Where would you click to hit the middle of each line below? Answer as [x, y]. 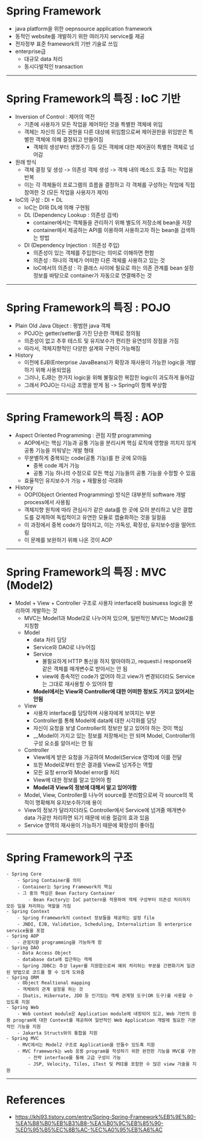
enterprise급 [31, 51]
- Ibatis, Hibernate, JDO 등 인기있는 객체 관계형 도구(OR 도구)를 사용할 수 [105, 996]
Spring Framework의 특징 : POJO [89, 308]
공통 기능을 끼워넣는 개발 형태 [59, 450]
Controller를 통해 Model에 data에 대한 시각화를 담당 [95, 720]
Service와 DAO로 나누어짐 [64, 647]
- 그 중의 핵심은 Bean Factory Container [66, 893]
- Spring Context [28, 911]
